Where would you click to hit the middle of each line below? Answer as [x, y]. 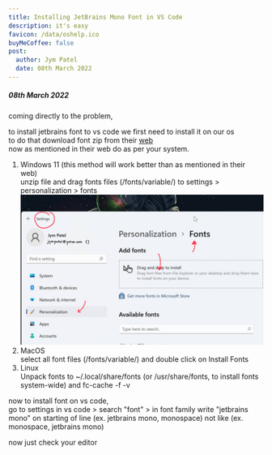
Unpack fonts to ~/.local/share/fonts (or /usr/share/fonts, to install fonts [139, 376]
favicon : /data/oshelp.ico [54, 34]
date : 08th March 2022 [54, 69]
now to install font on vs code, [59, 401]
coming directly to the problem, [61, 116]
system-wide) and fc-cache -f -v [75, 385]
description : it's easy [49, 26]
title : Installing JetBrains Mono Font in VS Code [96, 17]
